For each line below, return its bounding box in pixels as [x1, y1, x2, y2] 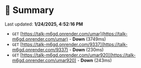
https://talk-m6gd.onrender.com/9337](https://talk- [22, 41, 128, 47]
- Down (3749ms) [69, 36, 106, 42]
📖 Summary [5, 4, 54, 16]
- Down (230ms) [69, 46, 104, 52]
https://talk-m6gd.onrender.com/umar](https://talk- [22, 30, 128, 36]
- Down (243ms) [77, 57, 112, 63]
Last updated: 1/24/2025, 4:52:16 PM [5, 21, 83, 27]
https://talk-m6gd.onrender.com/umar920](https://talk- [22, 52, 136, 58]
